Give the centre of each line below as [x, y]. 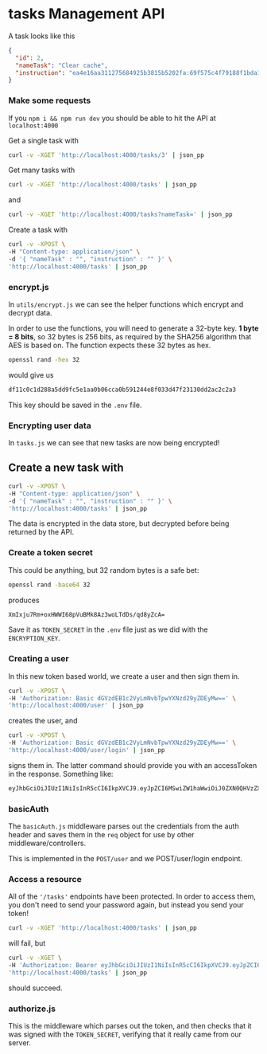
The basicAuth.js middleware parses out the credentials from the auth [124, 826]
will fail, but [27, 943]
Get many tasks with [42, 170]
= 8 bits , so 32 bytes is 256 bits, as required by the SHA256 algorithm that [130, 337]
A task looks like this [42, 36]
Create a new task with [66, 468]
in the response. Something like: [61, 774]
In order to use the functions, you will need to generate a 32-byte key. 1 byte [133, 328]
